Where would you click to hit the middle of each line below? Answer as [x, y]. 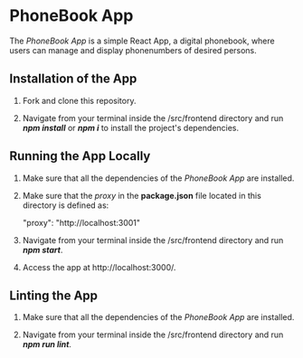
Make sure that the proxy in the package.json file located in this [142, 195]
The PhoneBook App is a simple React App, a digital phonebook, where [142, 41]
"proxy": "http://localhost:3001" [81, 222]
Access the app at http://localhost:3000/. [99, 267]
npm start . [43, 250]
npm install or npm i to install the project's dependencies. [131, 127]
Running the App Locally [80, 156]
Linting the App [53, 295]
